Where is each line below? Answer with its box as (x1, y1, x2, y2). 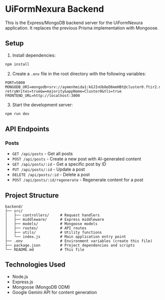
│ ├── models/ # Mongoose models (5, 221, 98, 226)
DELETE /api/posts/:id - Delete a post (12, 172, 90, 178)
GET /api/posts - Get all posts (12, 151, 73, 157)
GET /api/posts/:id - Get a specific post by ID (12, 161, 107, 167)
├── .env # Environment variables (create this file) (5, 239, 153, 243)
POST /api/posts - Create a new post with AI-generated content (12, 156, 141, 162)
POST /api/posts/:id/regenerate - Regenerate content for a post (12, 177, 143, 183)
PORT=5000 (5, 80, 26, 85)
